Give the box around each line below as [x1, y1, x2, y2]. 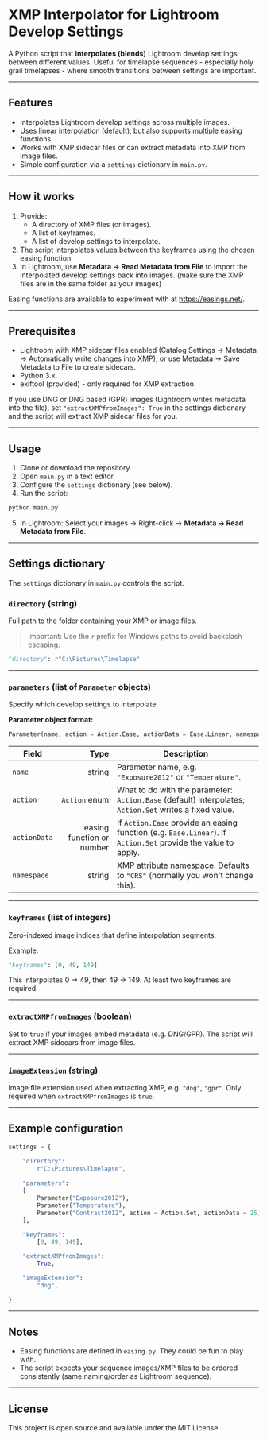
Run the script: [19, 489, 68, 498]
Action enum [60, 795, 110, 806]
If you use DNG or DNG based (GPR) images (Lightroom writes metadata [8, 395, 246, 405]
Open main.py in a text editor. [19, 471, 116, 482]
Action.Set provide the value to [116, 837, 234, 848]
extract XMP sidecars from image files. [8, 1037, 136, 1047]
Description [163, 749, 209, 760]
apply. [116, 847, 141, 858]
